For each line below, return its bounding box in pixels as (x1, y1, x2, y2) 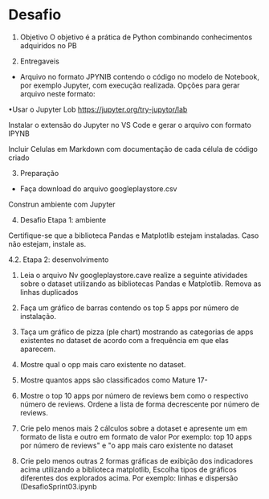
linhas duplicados (19, 287, 79, 297)
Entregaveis (19, 56, 60, 66)
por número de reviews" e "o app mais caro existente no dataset (19, 440, 234, 450)
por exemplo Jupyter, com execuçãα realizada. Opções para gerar (19, 80, 240, 90)
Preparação (19, 168, 59, 178)
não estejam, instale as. (8, 239, 87, 248)
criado (8, 153, 30, 162)
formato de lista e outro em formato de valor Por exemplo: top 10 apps (19, 432, 253, 441)
